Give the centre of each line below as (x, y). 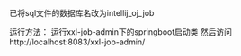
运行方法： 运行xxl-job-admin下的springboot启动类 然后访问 (120, 32)
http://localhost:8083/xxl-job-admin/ (77, 42)
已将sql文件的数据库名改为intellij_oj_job (82, 13)
